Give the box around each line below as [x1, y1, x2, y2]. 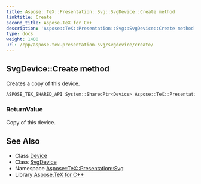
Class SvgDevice [14, 158, 57, 166]
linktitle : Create [6, 14, 52, 20]
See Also [6, 136, 40, 146]
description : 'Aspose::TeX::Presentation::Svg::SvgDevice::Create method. [6, 25, 197, 32]
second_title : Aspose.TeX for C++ [6, 20, 93, 26]
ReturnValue [6, 105, 43, 114]
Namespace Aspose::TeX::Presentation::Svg [14, 164, 124, 171]
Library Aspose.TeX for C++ [14, 171, 84, 178]
